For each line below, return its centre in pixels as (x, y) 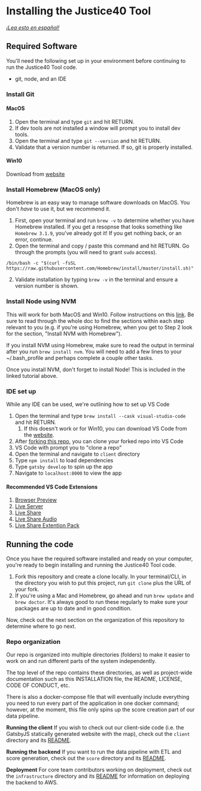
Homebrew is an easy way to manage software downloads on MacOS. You (98, 203)
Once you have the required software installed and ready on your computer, (100, 558)
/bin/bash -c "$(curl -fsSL (41, 263)
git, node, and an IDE (41, 78)
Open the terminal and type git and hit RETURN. (74, 121)
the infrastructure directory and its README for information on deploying (98, 776)
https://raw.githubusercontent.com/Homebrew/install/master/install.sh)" (100, 268)
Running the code (40, 544)
